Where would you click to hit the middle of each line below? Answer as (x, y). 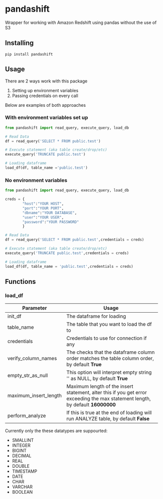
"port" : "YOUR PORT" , (43, 208)
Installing (19, 43)
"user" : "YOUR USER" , (43, 217)
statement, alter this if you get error (106, 393)
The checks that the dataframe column (111, 352)
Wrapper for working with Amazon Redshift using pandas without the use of (81, 22)
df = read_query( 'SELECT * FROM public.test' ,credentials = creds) (75, 240)
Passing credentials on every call (45, 96)
